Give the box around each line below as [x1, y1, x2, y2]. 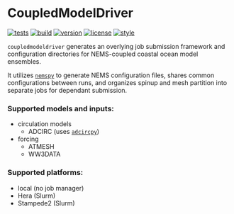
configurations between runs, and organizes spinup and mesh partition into [7, 78, 228, 86]
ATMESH [28, 142, 55, 151]
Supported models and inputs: [7, 103, 115, 113]
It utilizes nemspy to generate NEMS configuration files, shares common [7, 71, 215, 79]
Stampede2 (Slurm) [17, 198, 76, 207]
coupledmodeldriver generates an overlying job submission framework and [7, 42, 225, 50]
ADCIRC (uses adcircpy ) [28, 128, 100, 136]
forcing [17, 135, 39, 143]
